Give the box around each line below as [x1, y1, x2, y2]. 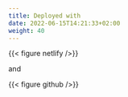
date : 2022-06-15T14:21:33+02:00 [8, 19, 121, 27]
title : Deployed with [8, 11, 81, 20]
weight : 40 [8, 26, 45, 34]
